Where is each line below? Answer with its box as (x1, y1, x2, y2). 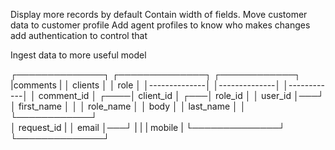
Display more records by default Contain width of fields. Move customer (10, 9, 308, 20)
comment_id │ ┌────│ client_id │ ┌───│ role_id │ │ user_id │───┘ (38, 90, 325, 101)
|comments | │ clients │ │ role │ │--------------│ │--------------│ (10, 79, 282, 91)
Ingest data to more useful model (10, 49, 147, 61)
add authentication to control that (10, 30, 148, 41)
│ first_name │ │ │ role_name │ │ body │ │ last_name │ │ (10, 100, 247, 112)
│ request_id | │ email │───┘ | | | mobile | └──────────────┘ (10, 122, 286, 133)
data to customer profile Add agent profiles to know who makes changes (10, 19, 311, 31)
